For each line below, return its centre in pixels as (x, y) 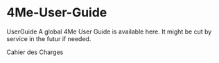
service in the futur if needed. (49, 38)
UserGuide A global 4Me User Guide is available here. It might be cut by (109, 32)
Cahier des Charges (35, 52)
